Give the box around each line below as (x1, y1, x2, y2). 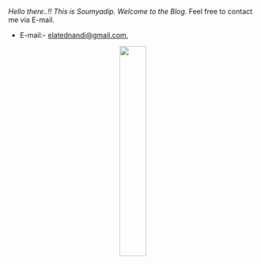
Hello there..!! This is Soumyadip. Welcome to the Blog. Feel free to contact (8, 7, 253, 16)
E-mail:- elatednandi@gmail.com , (19, 31, 129, 40)
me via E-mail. (8, 15, 55, 25)
